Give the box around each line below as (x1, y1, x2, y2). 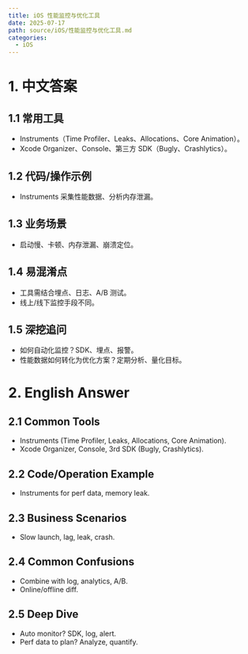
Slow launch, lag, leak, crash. (19, 532, 115, 542)
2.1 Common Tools (8, 415, 100, 428)
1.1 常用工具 (8, 112, 65, 125)
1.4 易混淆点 (8, 265, 68, 279)
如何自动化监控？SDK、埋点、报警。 (19, 345, 138, 355)
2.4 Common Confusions (8, 555, 135, 568)
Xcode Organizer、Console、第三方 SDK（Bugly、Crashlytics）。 (19, 144, 231, 154)
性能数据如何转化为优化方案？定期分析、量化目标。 (19, 356, 186, 365)
